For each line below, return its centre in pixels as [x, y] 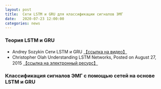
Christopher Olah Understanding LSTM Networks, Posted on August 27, [84, 57]
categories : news [23, 23]
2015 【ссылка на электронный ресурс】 [55, 63]
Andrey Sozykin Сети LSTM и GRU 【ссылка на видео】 [70, 51]
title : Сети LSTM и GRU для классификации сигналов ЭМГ [64, 14]
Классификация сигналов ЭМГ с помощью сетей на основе [80, 76]
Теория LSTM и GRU [30, 41]
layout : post [18, 10]
